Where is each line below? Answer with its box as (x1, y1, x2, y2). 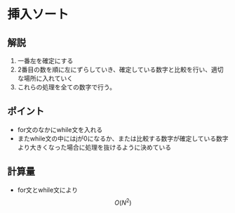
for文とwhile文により (17, 186, 79, 194)
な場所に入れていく (17, 75, 74, 82)
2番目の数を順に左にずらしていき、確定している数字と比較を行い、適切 (17, 65, 224, 74)
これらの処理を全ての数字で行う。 (17, 83, 116, 91)
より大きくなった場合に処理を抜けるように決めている (17, 143, 172, 151)
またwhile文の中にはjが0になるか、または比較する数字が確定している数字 (17, 134, 229, 143)
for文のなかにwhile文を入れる (17, 125, 103, 134)
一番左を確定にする (17, 57, 74, 65)
